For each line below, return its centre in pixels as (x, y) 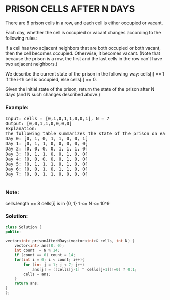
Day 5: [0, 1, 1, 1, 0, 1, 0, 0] (47, 164)
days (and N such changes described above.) (53, 94)
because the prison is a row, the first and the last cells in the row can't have (84, 58)
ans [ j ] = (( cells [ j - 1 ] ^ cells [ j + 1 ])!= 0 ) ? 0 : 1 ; (84, 269)
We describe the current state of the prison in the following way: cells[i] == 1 (85, 73)
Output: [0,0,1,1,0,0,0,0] (39, 124)
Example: (17, 107)
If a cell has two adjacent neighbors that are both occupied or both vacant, (83, 48)
